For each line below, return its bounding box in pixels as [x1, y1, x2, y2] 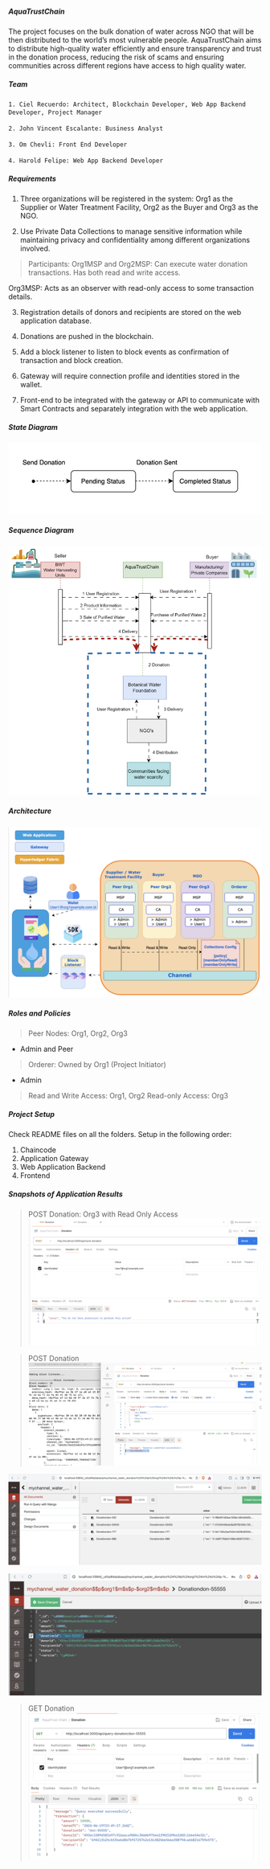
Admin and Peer [19, 1045, 74, 1054]
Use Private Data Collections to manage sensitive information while [19, 226, 243, 236]
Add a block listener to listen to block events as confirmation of [19, 346, 230, 357]
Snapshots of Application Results [8, 1189, 123, 1199]
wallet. [19, 379, 43, 389]
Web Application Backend [19, 1162, 106, 1172]
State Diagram [8, 422, 59, 431]
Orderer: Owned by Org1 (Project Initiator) [27, 1060, 166, 1069]
